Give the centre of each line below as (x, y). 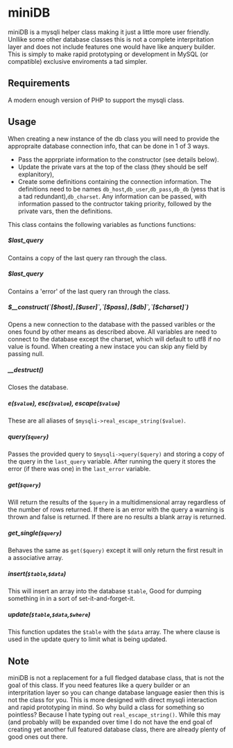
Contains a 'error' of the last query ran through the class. (89, 291)
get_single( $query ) (35, 533)
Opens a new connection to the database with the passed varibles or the (112, 325)
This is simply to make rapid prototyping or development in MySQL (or (108, 54)
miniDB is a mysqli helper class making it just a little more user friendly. (109, 32)
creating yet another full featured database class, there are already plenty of (117, 729)
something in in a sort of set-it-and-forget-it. (71, 599)
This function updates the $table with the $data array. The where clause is (114, 632)
